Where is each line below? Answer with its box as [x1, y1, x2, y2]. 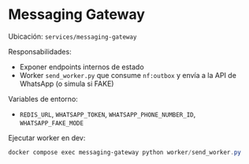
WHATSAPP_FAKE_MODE [19, 119, 84, 127]
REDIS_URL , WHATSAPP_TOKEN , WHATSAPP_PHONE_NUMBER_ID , [19, 109, 196, 119]
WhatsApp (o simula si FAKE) [19, 79, 114, 88]
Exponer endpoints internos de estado [19, 61, 144, 72]
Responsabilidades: [8, 47, 72, 56]
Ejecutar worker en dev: [8, 132, 86, 143]
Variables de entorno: [8, 94, 79, 103]
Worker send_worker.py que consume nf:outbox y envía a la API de [19, 70, 236, 80]
